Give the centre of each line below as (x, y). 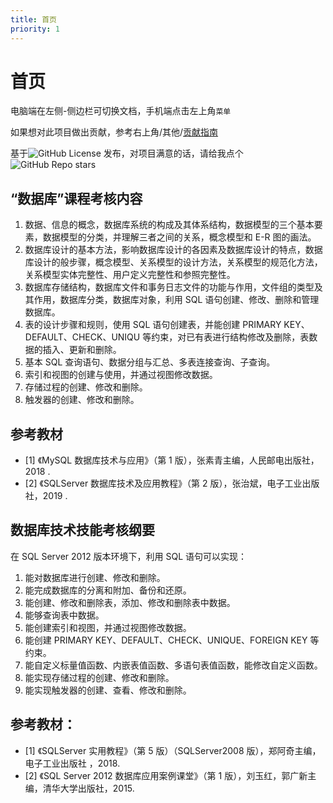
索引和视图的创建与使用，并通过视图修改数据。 (121, 375)
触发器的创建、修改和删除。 (82, 400)
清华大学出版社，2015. (88, 788)
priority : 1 (35, 29)
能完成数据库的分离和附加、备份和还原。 (108, 590)
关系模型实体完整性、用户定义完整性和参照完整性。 (130, 275)
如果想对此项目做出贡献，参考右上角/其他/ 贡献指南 (114, 132)
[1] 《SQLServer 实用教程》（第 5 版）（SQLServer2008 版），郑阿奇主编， (173, 750)
